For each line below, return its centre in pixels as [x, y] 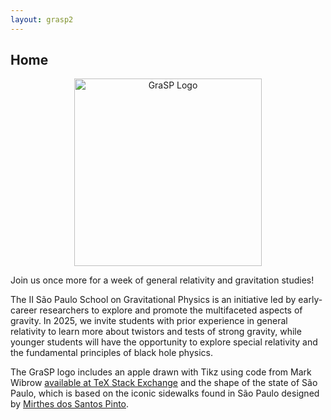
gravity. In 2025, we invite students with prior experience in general [149, 321]
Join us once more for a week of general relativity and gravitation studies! [162, 280]
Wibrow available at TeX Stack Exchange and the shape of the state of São [164, 383]
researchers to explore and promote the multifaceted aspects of [171, 310]
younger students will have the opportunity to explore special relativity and [164, 342]
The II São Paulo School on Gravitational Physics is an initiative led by [153, 300]
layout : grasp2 [42, 19]
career [24, 310]
